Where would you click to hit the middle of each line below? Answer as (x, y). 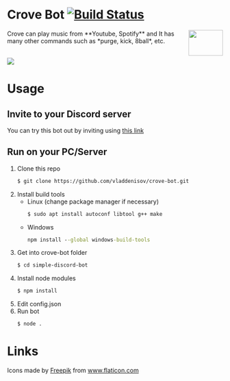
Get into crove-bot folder (52, 253)
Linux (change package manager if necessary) (93, 201)
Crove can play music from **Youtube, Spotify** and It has (91, 34)
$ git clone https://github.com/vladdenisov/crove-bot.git (103, 181)
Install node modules (47, 278)
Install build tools (41, 194)
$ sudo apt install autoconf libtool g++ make (95, 214)
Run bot (28, 311)
